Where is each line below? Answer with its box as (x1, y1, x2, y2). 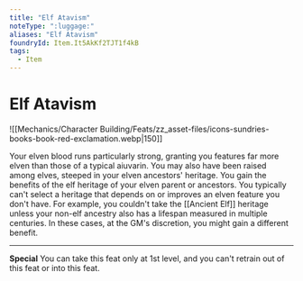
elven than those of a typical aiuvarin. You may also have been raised (9, 159, 267, 171)
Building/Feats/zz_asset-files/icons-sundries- (99, 123, 270, 134)
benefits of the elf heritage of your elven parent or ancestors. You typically (9, 179, 287, 190)
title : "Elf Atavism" (9, 13, 91, 23)
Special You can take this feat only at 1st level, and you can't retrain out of (9, 253, 285, 264)
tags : (9, 47, 30, 56)
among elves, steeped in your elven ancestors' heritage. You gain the (9, 169, 268, 180)
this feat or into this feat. (9, 262, 101, 273)
